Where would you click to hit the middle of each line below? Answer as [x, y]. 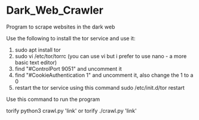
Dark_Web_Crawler [55, 10]
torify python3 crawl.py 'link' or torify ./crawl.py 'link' [71, 110]
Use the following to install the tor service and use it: [71, 38]
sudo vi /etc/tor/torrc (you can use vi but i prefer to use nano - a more [101, 56]
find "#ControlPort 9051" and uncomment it [68, 68]
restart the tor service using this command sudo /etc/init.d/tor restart [100, 87]
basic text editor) [36, 62]
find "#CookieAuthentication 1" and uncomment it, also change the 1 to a [104, 75]
